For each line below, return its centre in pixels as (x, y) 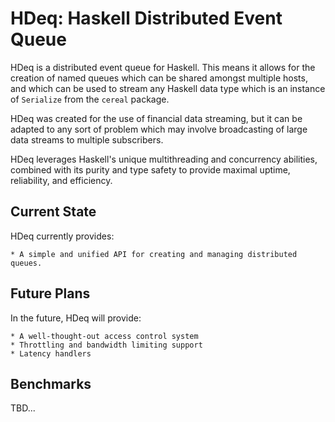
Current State (53, 212)
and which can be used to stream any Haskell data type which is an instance (168, 88)
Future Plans (50, 293)
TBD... (23, 408)
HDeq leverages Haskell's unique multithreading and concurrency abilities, (164, 159)
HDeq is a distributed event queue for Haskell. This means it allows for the (163, 67)
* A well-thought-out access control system (104, 336)
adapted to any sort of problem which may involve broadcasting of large (159, 129)
